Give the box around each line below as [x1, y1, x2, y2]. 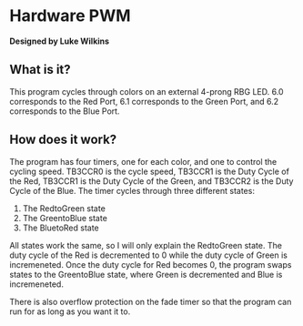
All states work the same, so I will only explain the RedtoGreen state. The [9, 239, 282, 250]
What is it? [9, 62, 71, 77]
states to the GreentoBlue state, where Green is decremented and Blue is [9, 269, 283, 280]
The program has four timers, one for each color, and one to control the [9, 156, 278, 167]
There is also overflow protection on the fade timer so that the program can [9, 296, 292, 307]
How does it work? [9, 132, 117, 148]
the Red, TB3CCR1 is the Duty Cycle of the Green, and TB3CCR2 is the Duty [9, 175, 294, 187]
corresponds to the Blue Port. [9, 106, 120, 117]
